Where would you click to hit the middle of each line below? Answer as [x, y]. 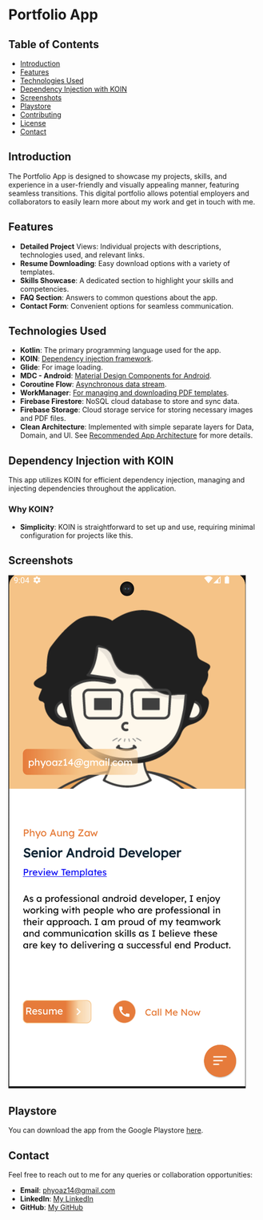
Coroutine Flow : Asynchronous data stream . [93, 384]
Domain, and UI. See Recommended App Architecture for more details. [136, 435]
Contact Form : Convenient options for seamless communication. [127, 305]
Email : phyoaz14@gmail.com [68, 1190]
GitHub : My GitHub [52, 1207]
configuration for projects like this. [76, 535]
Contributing [40, 115]
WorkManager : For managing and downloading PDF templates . [124, 393]
